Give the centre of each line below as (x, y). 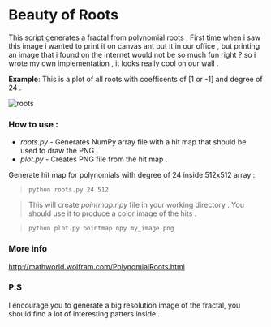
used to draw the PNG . (59, 151)
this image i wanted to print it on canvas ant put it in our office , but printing (134, 45)
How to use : (33, 124)
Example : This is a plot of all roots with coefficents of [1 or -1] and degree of (136, 79)
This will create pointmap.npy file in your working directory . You (136, 205)
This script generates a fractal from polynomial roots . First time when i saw (135, 37)
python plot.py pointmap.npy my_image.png (101, 229)
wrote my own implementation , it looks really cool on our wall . (114, 63)
